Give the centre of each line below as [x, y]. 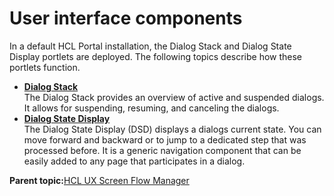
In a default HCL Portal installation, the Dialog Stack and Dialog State [150, 46]
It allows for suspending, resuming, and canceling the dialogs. [151, 108]
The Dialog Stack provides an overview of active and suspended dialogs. [174, 97]
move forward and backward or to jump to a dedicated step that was [165, 139]
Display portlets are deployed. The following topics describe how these [156, 56]
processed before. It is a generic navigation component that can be [162, 150]
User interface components [126, 18]
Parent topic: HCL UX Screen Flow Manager [99, 180]
